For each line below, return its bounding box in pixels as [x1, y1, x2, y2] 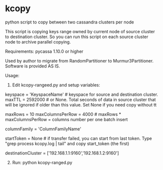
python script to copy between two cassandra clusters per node [5, 19, 134, 25]
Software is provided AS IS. [5, 63, 60, 69]
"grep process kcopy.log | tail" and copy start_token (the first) [5, 140, 129, 147]
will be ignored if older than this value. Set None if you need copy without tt [5, 102, 157, 107]
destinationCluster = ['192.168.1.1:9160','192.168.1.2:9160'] [5, 150, 119, 156]
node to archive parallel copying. [5, 39, 71, 44]
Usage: [5, 72, 20, 78]
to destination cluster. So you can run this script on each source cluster [5, 34, 149, 40]
